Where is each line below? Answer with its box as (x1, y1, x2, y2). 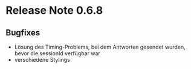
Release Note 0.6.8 (5, 4, 103, 17)
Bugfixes (5, 28, 40, 38)
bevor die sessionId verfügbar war (14, 50, 100, 57)
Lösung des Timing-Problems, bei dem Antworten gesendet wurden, (14, 43, 186, 50)
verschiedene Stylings (14, 56, 70, 63)
